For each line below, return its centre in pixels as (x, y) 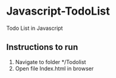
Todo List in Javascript (35, 28)
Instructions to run (42, 47)
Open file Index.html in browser (54, 68)
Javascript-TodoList (58, 11)
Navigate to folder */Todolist (50, 62)
